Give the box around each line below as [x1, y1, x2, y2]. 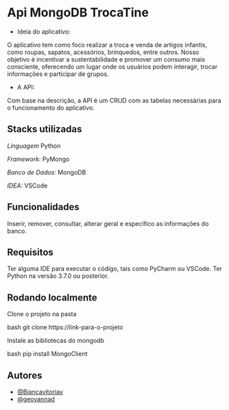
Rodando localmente [7, 292, 97, 303]
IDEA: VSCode [7, 181, 48, 190]
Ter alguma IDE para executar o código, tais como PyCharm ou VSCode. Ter [7, 265, 223, 273]
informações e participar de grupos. [7, 70, 109, 78]
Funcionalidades [7, 201, 80, 213]
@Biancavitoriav [16, 388, 64, 396]
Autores [7, 370, 43, 381]
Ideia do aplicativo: [16, 27, 71, 36]
